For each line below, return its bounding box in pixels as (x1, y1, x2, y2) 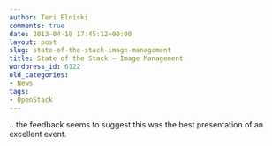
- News (9, 79, 34, 88)
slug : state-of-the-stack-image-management (9, 46, 172, 55)
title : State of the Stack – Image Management (9, 54, 184, 63)
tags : (9, 87, 29, 96)
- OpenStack (9, 95, 53, 104)
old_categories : (9, 71, 69, 80)
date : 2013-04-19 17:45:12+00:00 (9, 29, 132, 38)
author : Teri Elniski (9, 12, 89, 22)
